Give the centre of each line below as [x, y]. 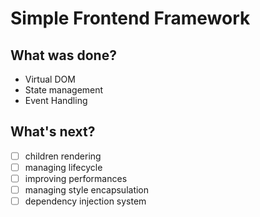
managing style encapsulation [87, 190]
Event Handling [56, 100]
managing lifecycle [63, 167]
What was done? [63, 55]
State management [64, 90]
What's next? [53, 132]
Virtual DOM [50, 79]
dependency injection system [85, 201]
